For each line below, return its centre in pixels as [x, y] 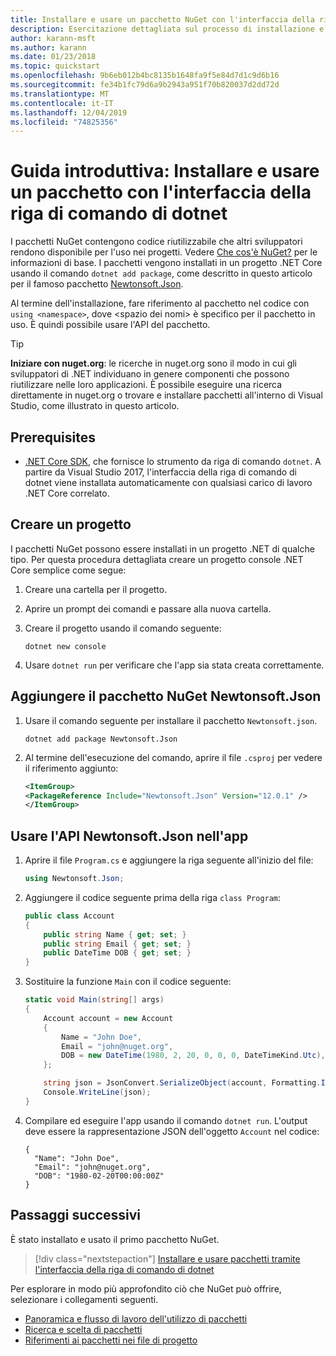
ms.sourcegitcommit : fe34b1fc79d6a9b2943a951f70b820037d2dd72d [145, 85]
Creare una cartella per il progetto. [96, 589]
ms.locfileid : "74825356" [64, 122]
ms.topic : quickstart [55, 66]
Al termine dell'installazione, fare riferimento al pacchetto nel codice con [160, 303]
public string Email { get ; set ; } [117, 944]
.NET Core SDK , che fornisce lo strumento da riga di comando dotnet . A [173, 461]
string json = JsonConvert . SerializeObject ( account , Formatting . [182, 1083]
